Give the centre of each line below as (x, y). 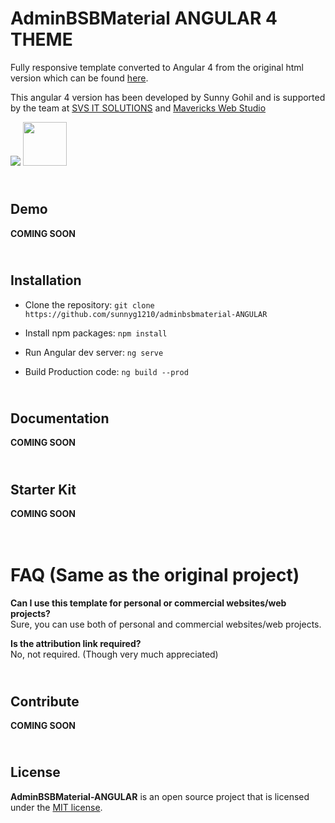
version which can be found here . (79, 78)
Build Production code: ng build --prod (106, 371)
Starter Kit (43, 489)
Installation (46, 280)
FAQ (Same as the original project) (155, 575)
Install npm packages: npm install (96, 333)
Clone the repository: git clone (89, 304)
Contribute (45, 701)
